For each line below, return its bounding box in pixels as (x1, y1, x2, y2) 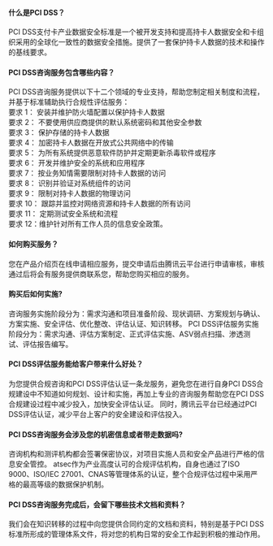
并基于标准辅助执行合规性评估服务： (8, 97, 130, 107)
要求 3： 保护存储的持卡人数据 (8, 128, 110, 137)
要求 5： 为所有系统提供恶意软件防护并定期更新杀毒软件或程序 (8, 148, 217, 158)
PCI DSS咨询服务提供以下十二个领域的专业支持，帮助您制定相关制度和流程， (8, 87, 264, 97)
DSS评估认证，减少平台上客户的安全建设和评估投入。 (8, 409, 187, 419)
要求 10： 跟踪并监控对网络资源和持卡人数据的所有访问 (8, 199, 191, 209)
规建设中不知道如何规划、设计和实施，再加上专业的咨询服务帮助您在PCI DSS (8, 389, 264, 399)
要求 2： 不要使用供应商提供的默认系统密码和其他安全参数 (8, 118, 202, 128)
